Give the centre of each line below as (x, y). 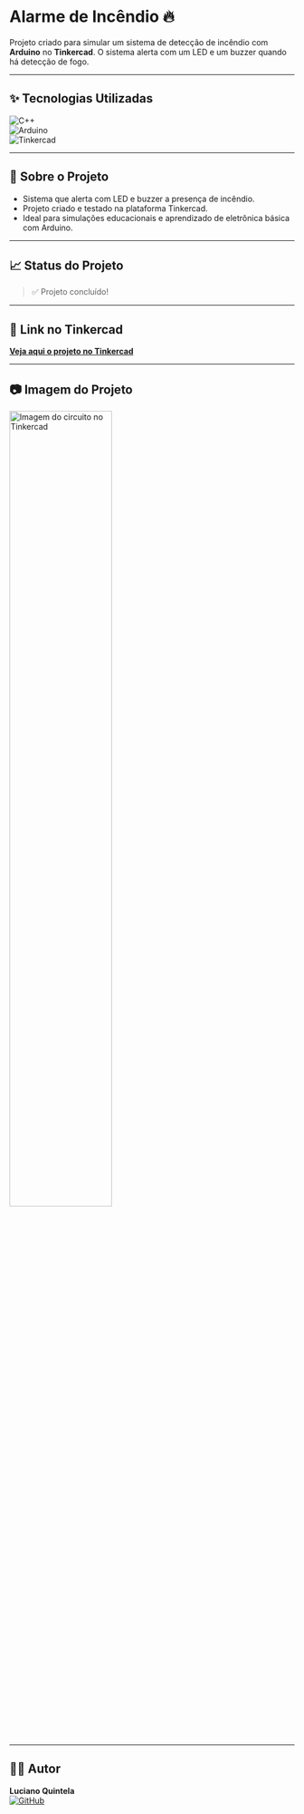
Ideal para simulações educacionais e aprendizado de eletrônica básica (156, 218)
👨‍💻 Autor (35, 1769)
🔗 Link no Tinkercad (66, 330)
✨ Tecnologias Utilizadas (81, 98)
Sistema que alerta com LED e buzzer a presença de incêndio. (138, 199)
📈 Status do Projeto (66, 265)
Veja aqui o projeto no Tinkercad (71, 352)
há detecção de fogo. (49, 62)
